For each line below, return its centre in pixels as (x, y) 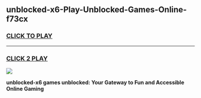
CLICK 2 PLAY (27, 58)
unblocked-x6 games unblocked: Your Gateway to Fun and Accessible (95, 82)
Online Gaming (25, 88)
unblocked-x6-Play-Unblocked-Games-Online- (97, 10)
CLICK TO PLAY (29, 36)
